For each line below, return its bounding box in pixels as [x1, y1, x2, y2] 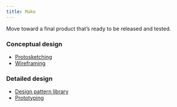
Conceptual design [6, 40, 63, 48]
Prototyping [14, 95, 44, 102]
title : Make [6, 8, 36, 15]
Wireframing [14, 59, 46, 67]
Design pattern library [14, 88, 69, 95]
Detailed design [6, 74, 53, 83]
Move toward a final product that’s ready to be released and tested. [6, 25, 172, 32]
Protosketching [14, 53, 52, 60]
